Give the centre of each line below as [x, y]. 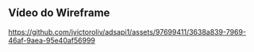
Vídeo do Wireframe [59, 13]
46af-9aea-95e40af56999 [52, 40]
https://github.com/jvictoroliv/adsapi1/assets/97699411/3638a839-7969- [127, 32]
